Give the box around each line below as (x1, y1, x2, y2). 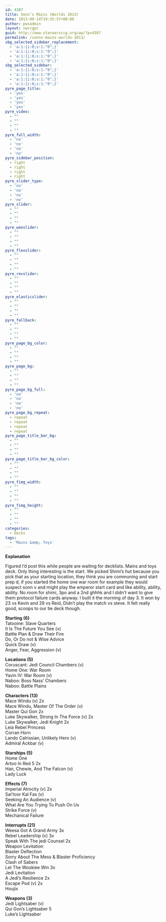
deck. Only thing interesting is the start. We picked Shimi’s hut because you (5, 568, 160, 574)
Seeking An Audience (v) (5, 796, 56, 802)
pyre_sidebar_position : (5, 155, 55, 160)
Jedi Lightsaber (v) (5, 901, 44, 907)
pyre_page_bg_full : (5, 387, 46, 392)
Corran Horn (5, 730, 31, 736)
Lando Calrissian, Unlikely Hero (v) (5, 735, 76, 741)
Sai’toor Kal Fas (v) (5, 791, 44, 797)
